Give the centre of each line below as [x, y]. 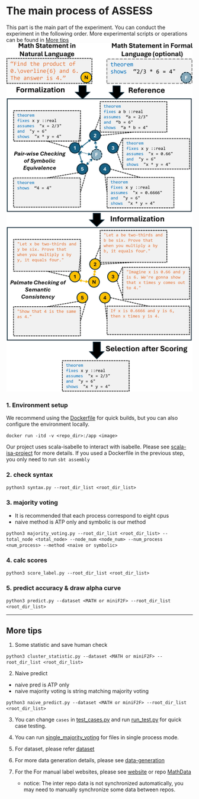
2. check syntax [30, 474]
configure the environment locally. [48, 424]
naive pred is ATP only [42, 685]
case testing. [31, 726]
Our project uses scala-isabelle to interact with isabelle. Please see [88, 447]
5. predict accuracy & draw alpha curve [64, 588]
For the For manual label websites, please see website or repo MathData [103, 772]
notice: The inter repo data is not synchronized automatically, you [103, 783]
